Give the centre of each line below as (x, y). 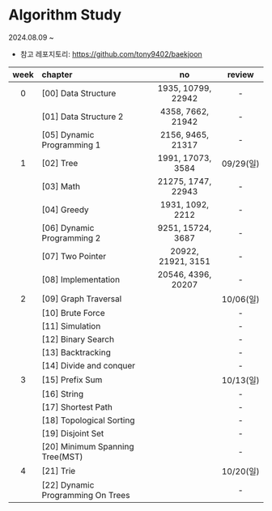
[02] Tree (60, 163)
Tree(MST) (62, 457)
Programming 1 (71, 145)
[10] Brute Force (73, 313)
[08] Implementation (81, 279)
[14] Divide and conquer (89, 365)
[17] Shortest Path (77, 407)
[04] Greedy (65, 210)
